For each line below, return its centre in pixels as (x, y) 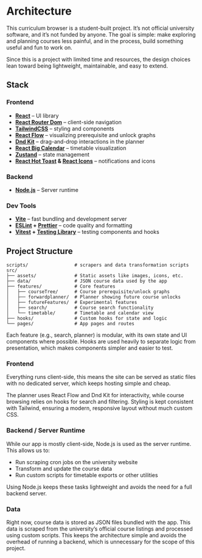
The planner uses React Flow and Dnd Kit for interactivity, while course (95, 395)
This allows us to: (28, 450)
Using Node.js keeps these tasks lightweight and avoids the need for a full (99, 487)
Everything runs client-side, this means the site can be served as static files (101, 377)
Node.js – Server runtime (47, 189)
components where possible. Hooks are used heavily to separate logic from (101, 342)
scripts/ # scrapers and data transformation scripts (98, 265)
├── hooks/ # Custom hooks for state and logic (87, 319)
